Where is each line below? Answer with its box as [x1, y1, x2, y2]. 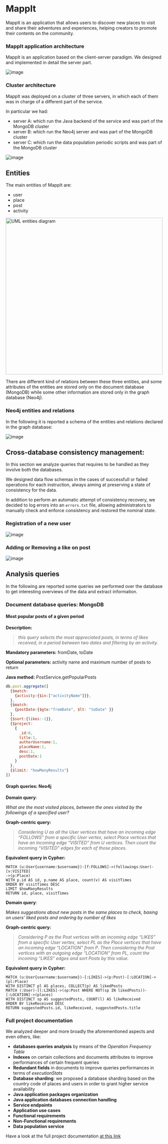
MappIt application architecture [6, 43, 85, 50]
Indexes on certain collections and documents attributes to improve [13, 1054, 153, 1060]
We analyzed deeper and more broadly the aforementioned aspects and [6, 1028, 154, 1034]
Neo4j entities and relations [6, 407, 75, 414]
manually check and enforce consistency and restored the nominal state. [6, 508, 156, 514]
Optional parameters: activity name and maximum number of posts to [6, 659, 151, 665]
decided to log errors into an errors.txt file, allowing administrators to [6, 502, 151, 508]
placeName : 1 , [19, 744, 47, 750]
